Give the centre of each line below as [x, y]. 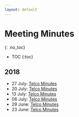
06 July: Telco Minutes [34, 99]
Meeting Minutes [39, 33]
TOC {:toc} [22, 57]
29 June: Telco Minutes [35, 104]
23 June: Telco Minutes [35, 110]
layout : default [21, 10]
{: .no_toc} [15, 47]
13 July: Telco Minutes [34, 94]
